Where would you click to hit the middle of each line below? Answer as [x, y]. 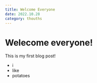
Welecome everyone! [49, 42]
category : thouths [24, 18]
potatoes [21, 76]
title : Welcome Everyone [30, 9]
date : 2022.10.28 [23, 14]
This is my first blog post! [30, 56]
